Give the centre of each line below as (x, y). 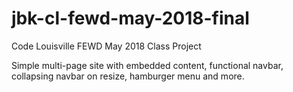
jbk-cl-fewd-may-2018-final (130, 18)
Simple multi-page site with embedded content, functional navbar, (147, 65)
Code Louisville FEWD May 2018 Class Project (106, 46)
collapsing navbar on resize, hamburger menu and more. (128, 76)
